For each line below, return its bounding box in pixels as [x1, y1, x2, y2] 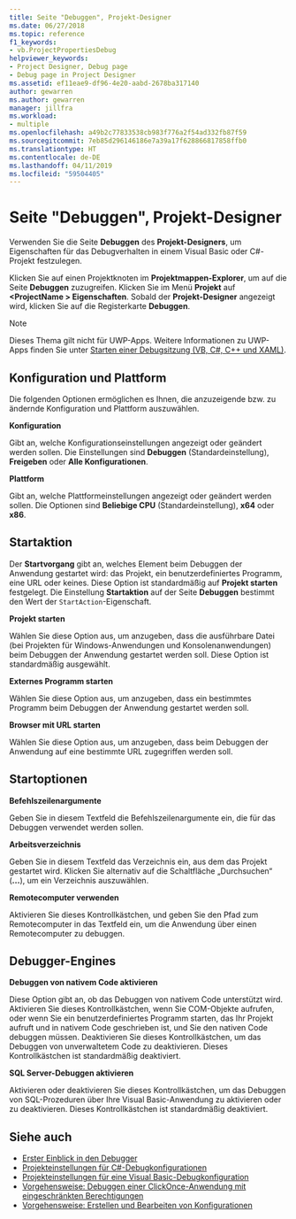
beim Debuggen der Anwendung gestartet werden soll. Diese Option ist [9, 649, 269, 660]
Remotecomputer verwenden [9, 891, 119, 903]
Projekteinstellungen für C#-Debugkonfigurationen [21, 1162, 208, 1173]
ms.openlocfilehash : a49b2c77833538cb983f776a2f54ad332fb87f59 [9, 128, 247, 137]
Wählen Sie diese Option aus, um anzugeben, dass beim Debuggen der [9, 737, 269, 747]
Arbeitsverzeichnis [9, 838, 81, 850]
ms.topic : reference [9, 29, 86, 38]
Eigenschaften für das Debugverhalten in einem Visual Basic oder [9, 246, 248, 257]
